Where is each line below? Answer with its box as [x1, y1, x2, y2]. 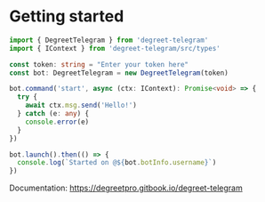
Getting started [9, 6, 124, 27]
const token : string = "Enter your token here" [9, 60, 189, 69]
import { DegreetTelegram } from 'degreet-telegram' [9, 36, 209, 44]
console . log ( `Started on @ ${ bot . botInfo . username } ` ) [17, 158, 217, 167]
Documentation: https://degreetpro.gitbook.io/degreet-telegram [9, 182, 243, 193]
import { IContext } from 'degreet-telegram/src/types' [9, 44, 221, 53]
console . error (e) [25, 117, 90, 126]
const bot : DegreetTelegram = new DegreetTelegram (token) [9, 69, 229, 77]
